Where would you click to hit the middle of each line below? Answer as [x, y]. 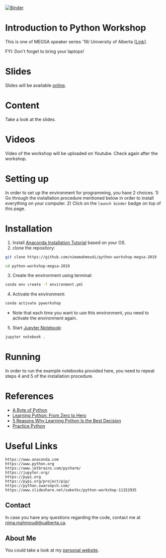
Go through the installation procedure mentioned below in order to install [80, 198]
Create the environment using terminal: [52, 276]
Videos [20, 139]
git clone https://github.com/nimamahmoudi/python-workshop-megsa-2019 [81, 257]
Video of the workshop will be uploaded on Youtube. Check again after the [82, 153]
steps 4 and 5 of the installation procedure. [49, 376]
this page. [15, 208]
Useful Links [32, 446]
